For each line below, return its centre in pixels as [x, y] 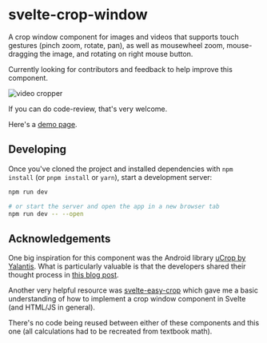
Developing [37, 150]
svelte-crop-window [78, 15]
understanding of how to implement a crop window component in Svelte [127, 299]
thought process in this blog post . [64, 275]
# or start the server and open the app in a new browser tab [114, 206]
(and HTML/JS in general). [52, 307]
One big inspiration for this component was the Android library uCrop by [127, 258]
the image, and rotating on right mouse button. [116, 54]
